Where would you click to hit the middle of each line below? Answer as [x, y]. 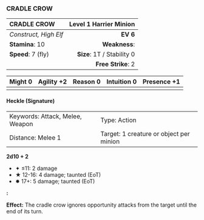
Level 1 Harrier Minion [102, 24]
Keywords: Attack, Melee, [46, 116]
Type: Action [118, 120]
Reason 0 [87, 82]
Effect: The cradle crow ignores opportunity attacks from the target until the [102, 205]
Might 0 [21, 82]
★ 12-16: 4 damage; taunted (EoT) [58, 174]
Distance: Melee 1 [35, 137]
